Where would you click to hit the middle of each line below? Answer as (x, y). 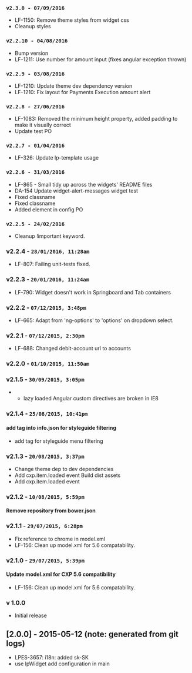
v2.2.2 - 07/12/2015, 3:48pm (46, 307)
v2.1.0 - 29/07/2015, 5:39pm (46, 560)
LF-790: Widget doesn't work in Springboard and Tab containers (93, 292)
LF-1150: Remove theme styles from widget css (72, 20)
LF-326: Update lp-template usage (56, 158)
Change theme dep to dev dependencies (64, 469)
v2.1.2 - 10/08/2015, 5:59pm (46, 496)
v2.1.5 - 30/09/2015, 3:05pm (45, 380)
